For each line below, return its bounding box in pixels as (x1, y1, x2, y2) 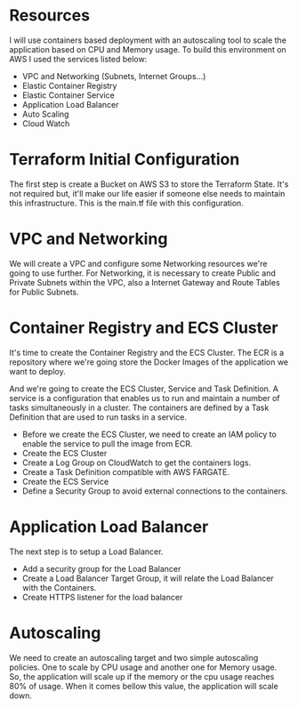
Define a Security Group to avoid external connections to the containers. (21, 486, 288, 496)
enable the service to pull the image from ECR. (21, 438, 193, 449)
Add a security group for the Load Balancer (21, 563, 181, 574)
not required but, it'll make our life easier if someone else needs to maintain (9, 188, 286, 198)
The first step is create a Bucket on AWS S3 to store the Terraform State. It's (9, 179, 289, 189)
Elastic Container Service (21, 90, 116, 101)
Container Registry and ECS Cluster (9, 318, 278, 338)
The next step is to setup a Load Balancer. (9, 546, 164, 557)
